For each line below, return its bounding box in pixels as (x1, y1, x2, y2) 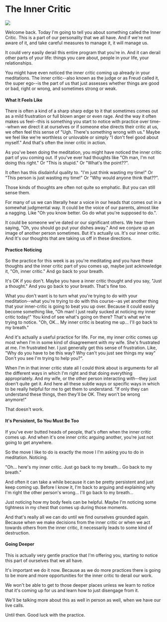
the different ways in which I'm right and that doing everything (5, 370, 133, 376)
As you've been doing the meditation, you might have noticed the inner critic (5, 149, 162, 155)
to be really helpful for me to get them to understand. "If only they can (5, 386, 149, 392)
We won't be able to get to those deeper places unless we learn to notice (5, 582, 155, 588)
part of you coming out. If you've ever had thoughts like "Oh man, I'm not (5, 155, 155, 161)
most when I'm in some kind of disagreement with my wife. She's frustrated (5, 340, 160, 346)
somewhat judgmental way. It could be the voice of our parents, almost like (5, 205, 159, 211)
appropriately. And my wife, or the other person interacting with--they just (5, 375, 157, 381)
